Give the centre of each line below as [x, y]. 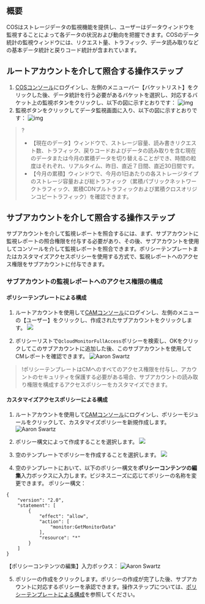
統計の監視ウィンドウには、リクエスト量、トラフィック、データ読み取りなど [102, 42]
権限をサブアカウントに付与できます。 [60, 264]
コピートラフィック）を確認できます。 [84, 196]
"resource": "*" [60, 538]
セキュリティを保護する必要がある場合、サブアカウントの [110, 377]
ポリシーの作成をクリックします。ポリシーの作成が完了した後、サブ [101, 579]
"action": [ [54, 521]
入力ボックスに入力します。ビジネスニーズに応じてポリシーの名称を [106, 475]
